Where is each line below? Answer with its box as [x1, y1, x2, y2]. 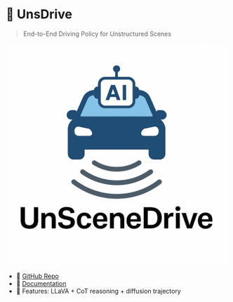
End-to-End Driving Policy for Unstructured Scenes [22, 29, 172, 38]
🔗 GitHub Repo [15, 272, 60, 280]
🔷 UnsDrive [6, 6, 72, 22]
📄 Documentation [15, 279, 67, 287]
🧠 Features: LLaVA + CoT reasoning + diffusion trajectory [15, 287, 181, 295]
